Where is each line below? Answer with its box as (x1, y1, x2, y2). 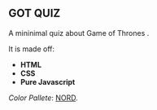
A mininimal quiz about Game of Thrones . (8, 28, 150, 37)
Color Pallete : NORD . (8, 93, 79, 103)
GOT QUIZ (8, 7, 61, 20)
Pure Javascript (20, 77, 76, 86)
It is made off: (8, 44, 55, 54)
